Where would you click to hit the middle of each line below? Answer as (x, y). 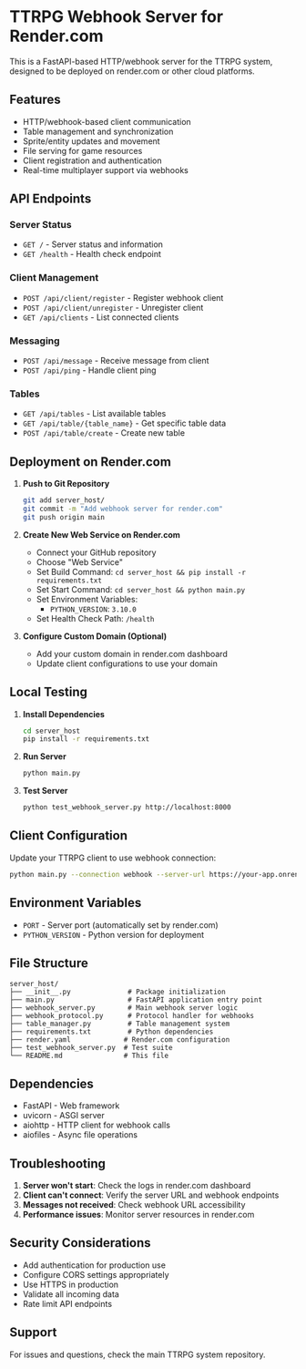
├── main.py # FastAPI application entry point (136, 1000)
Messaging (35, 341)
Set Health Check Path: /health (95, 618)
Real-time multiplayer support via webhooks (105, 170)
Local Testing (49, 692)
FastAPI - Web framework (71, 1106)
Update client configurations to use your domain (127, 664)
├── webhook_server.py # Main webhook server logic (124, 1008)
